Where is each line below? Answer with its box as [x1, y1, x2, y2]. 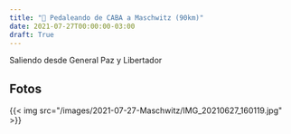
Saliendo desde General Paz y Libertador [9, 55, 163, 66]
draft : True [9, 30, 54, 39]
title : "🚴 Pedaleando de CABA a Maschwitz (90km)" [9, 13, 204, 23]
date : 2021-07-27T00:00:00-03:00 [9, 22, 136, 31]
